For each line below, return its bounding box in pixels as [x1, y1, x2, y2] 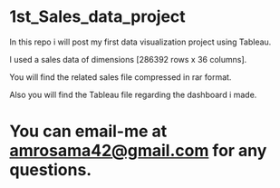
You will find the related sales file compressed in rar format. [9, 71, 232, 83]
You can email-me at [9, 121, 168, 142]
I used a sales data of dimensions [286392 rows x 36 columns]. [9, 54, 247, 64]
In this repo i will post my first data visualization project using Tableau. [9, 36, 272, 47]
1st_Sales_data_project [9, 6, 186, 27]
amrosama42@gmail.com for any [9, 141, 267, 161]
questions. [9, 160, 92, 181]
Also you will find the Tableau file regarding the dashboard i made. [9, 89, 257, 100]
